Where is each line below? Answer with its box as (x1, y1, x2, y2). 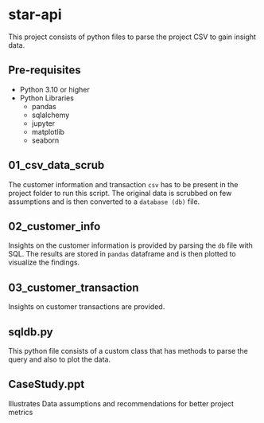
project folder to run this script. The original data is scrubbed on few (8, 188, 232, 198)
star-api (8, 6, 62, 24)
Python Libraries (19, 93, 74, 103)
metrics (8, 407, 33, 417)
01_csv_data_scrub (8, 159, 105, 172)
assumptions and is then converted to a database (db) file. (8, 197, 200, 206)
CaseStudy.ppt (8, 378, 85, 391)
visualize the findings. (8, 257, 80, 268)
